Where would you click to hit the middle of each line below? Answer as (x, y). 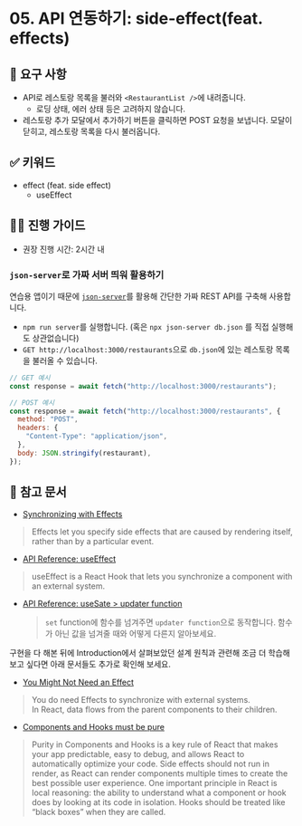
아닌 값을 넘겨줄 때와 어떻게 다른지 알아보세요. (136, 634)
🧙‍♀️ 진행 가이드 (47, 226)
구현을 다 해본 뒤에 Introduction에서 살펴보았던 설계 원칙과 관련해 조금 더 (138, 653)
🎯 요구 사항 (38, 74)
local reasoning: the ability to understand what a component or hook (159, 792)
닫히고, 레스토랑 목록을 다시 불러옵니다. (91, 131)
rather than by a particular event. (93, 542)
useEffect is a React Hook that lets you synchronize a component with (162, 577)
